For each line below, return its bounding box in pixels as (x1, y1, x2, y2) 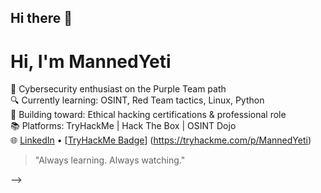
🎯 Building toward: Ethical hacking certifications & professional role (10, 109, 287, 121)
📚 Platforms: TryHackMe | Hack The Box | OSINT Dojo (10, 120, 237, 132)
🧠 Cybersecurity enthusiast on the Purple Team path (10, 83, 227, 95)
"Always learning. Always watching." (34, 154, 186, 166)
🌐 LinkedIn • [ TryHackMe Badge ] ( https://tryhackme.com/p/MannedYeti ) (10, 134, 312, 146)
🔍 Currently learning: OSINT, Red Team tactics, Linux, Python (10, 94, 265, 106)
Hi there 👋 (10, 10, 73, 27)
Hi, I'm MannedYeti (10, 50, 172, 73)
